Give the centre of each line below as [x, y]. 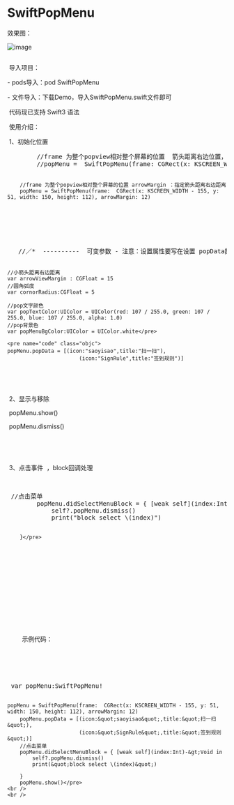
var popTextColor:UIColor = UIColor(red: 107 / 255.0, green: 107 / [109, 312]
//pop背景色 [23, 325]
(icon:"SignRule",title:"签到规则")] [132, 358]
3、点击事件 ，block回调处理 [51, 467]
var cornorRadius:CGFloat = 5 [51, 292]
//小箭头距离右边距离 [34, 272]
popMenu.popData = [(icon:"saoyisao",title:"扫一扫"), [87, 351]
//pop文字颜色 [25, 306]
